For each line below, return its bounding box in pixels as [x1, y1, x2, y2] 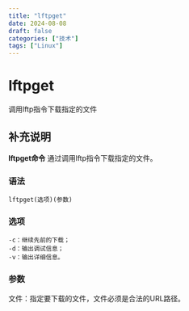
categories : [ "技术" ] [8, 34, 79, 43]
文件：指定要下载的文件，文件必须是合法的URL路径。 [8, 293, 186, 303]
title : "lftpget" [8, 11, 67, 20]
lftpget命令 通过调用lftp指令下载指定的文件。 [8, 153, 157, 162]
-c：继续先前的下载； [8, 236, 70, 245]
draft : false [8, 27, 52, 35]
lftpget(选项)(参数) [8, 195, 73, 204]
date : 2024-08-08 [8, 19, 67, 27]
